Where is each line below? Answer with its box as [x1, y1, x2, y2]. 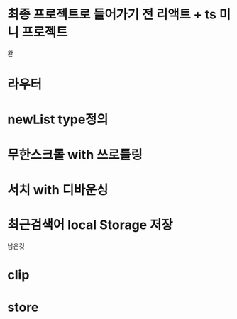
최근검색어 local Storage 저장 [7, 217, 173, 233]
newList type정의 [7, 111, 109, 128]
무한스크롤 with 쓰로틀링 [7, 147, 143, 163]
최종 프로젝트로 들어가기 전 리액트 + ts [7, 6, 216, 23]
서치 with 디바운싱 [7, 181, 109, 198]
